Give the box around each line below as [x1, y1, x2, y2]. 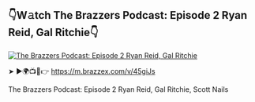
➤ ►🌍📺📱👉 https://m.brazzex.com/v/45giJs [8, 66, 156, 75]
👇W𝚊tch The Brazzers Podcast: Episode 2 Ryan [8, 9, 248, 22]
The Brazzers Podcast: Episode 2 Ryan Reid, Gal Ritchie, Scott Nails [8, 84, 229, 94]
